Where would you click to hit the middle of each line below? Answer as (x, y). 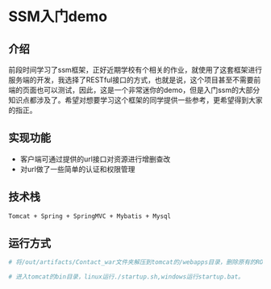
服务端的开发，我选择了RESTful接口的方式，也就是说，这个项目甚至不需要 (131, 80)
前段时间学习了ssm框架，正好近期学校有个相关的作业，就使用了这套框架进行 (135, 70)
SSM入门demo (58, 17)
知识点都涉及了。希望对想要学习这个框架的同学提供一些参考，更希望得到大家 (135, 100)
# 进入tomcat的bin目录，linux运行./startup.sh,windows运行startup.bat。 (126, 277)
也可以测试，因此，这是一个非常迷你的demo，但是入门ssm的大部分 (148, 90)
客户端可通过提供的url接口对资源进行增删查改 (95, 159)
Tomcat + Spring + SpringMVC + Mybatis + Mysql (90, 216)
